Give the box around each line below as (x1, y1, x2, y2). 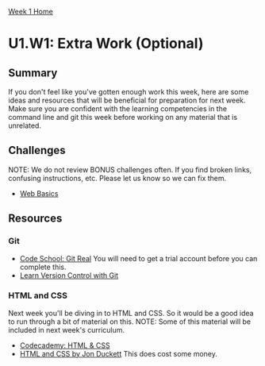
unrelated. (8, 121, 42, 130)
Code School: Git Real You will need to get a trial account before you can (19, 253, 258, 263)
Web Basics (19, 188, 59, 198)
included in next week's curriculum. (8, 325, 125, 334)
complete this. (19, 262, 67, 272)
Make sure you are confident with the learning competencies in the (8, 104, 228, 114)
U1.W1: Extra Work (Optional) (8, 35, 204, 52)
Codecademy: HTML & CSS (19, 341, 110, 350)
